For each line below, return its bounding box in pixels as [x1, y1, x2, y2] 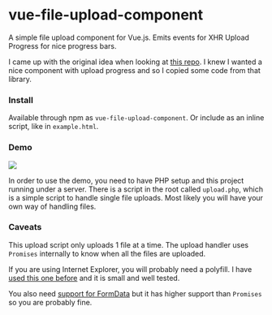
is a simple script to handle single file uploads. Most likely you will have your [8, 192, 264, 202]
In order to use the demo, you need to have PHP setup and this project [8, 175, 244, 185]
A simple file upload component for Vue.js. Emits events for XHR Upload [8, 32, 250, 42]
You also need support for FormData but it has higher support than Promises [8, 288, 262, 298]
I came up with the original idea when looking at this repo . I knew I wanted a [8, 57, 262, 67]
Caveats [8, 222, 42, 233]
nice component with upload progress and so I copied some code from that [8, 65, 261, 75]
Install [8, 94, 34, 106]
